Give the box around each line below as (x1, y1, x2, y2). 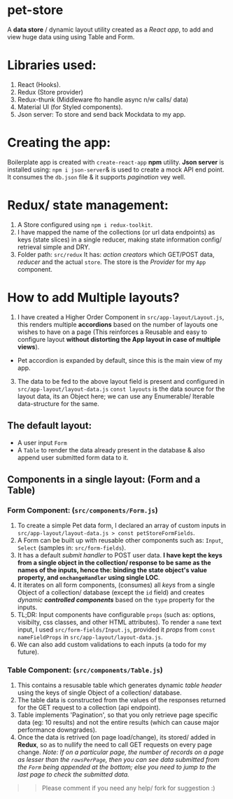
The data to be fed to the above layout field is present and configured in (17, 377, 225, 385)
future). (17, 648, 40, 656)
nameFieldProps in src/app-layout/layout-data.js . (17, 633, 163, 641)
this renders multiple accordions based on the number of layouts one (17, 320, 218, 328)
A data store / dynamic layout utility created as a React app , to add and (7, 25, 213, 34)
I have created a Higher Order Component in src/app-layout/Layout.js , (17, 312, 225, 321)
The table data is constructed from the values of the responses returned (17, 696, 226, 704)
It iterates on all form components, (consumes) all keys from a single (17, 581, 216, 590)
